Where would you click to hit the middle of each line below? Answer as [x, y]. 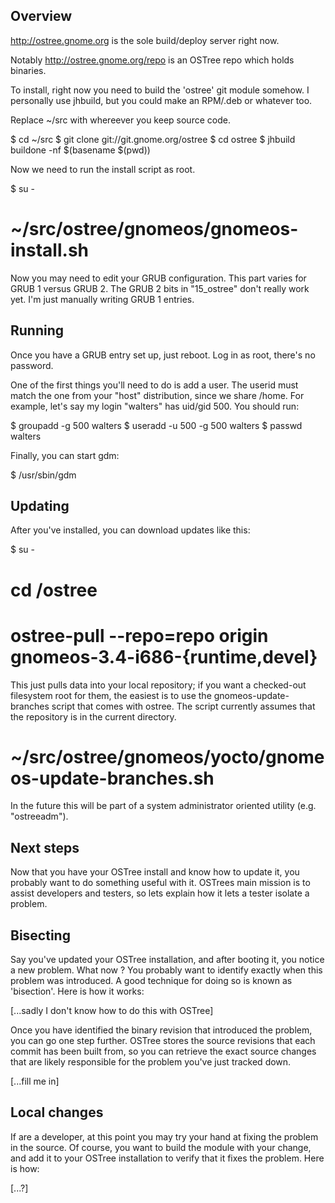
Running [37, 330]
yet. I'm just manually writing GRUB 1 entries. [102, 299]
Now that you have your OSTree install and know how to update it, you [155, 872]
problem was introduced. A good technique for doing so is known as [151, 981]
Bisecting [40, 935]
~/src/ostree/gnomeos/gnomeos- [154, 229]
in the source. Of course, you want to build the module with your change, [161, 1147]
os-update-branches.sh [112, 778]
